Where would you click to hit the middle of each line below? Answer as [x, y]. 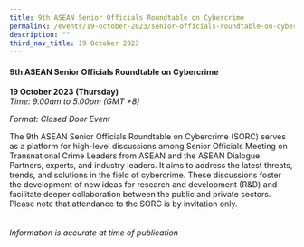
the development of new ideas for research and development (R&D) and [143, 185]
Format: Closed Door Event [60, 119]
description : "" [40, 34]
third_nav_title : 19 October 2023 [75, 43]
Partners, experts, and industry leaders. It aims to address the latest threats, [151, 166]
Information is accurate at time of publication [94, 233]
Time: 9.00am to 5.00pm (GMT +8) [75, 101]
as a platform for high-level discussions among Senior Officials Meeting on [148, 147]
